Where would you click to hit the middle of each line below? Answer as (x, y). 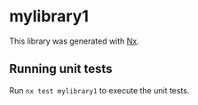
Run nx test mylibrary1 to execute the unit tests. (99, 90)
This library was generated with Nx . (74, 41)
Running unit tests (61, 69)
